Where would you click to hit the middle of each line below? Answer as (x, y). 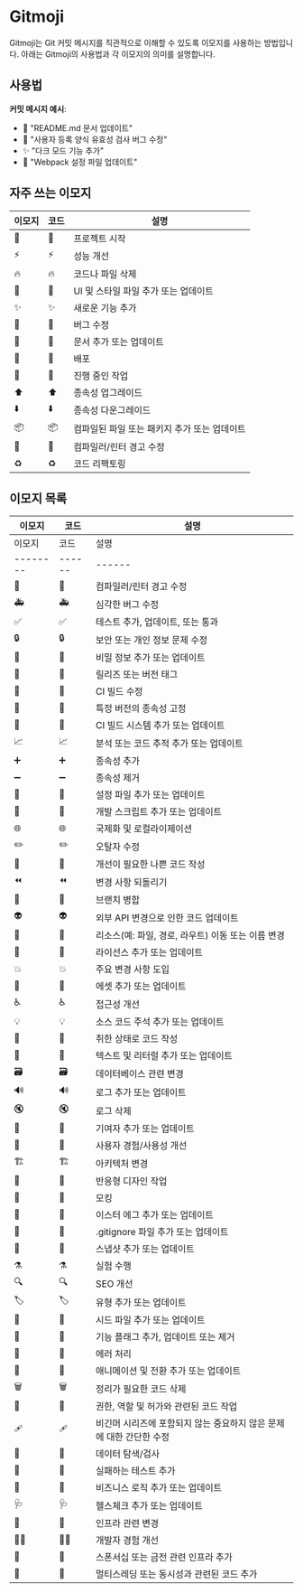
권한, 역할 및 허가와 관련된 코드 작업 (166, 1407)
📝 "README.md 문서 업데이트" (78, 127)
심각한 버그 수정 (128, 604)
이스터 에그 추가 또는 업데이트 (155, 1215)
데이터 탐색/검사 (128, 1454)
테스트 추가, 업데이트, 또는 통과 (157, 623)
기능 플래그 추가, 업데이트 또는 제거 (165, 1337)
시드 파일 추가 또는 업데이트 (151, 1320)
